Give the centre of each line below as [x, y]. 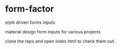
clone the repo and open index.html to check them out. [60, 41]
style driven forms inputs [30, 22]
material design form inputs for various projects [53, 32]
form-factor [30, 9]
